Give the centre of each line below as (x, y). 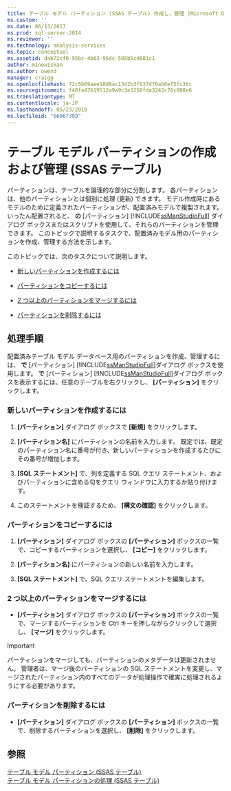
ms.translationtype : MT (41, 97)
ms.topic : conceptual (38, 52)
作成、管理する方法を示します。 (70, 241)
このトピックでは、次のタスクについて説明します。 (79, 256)
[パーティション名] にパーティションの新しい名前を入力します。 (107, 564)
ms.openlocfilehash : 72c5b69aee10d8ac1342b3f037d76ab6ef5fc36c (100, 84)
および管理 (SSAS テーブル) (85, 169)
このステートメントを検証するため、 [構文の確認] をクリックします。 (114, 505)
